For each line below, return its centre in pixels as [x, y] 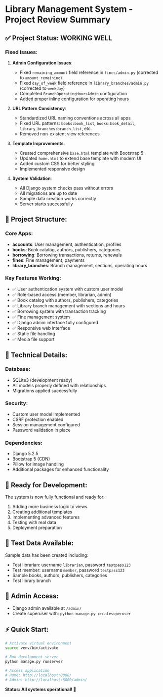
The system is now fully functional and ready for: [55, 497]
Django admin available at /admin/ [47, 608]
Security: [17, 404]
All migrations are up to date [48, 193]
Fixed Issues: [21, 52]
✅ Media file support [33, 339]
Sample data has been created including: [47, 555]
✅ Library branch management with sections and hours [68, 305]
